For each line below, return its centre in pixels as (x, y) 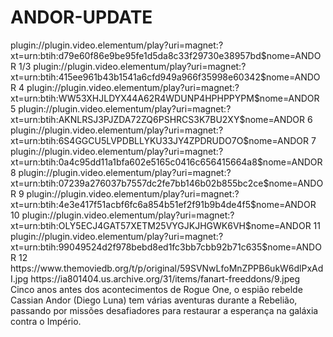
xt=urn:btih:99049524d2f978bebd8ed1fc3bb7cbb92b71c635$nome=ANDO (166, 247)
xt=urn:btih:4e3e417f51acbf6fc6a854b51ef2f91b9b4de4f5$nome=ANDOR (163, 204)
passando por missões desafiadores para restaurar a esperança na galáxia (164, 310)
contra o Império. (46, 321)
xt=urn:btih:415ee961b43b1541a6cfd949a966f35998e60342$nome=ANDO (165, 77)
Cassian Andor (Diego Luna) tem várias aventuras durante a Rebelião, (154, 300)
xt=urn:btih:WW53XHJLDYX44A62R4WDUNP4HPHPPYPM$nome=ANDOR (165, 98)
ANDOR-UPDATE (81, 17)
